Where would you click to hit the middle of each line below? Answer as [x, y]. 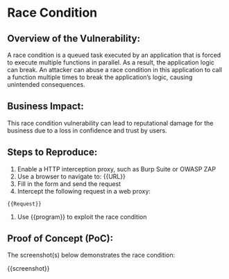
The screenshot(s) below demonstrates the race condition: [91, 255]
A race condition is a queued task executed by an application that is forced [114, 55]
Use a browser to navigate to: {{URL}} [71, 176]
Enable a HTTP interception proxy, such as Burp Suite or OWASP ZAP [117, 169]
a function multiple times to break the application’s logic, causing [100, 77]
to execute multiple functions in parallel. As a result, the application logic [111, 62]
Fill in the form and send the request [69, 184]
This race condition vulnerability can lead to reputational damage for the [110, 123]
